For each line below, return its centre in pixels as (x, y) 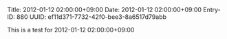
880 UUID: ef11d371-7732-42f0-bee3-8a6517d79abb (91, 17)
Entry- (212, 10)
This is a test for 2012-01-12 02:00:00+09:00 (71, 30)
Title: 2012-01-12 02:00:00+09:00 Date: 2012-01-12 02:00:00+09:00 (104, 10)
